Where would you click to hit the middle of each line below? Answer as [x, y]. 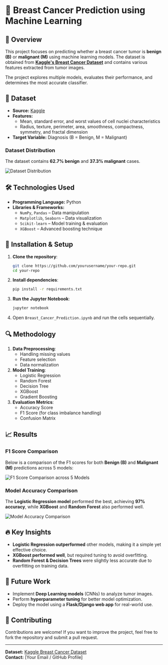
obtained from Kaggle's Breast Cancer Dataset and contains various [76, 62]
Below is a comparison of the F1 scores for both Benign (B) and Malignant [82, 462]
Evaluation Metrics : [33, 402]
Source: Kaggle [28, 111]
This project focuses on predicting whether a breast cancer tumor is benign [83, 52]
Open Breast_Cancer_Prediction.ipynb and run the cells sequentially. [83, 318]
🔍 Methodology [30, 334]
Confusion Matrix [38, 418]
